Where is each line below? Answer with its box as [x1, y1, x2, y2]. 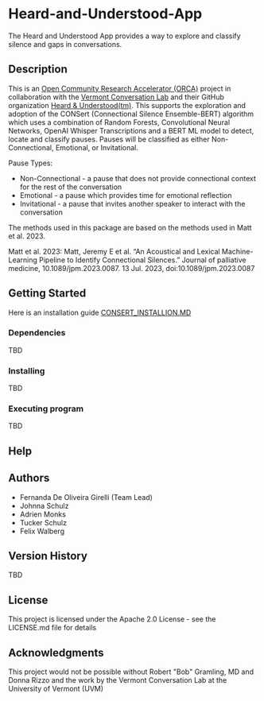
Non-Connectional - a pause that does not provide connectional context [19, 173, 257, 183]
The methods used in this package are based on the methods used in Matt [8, 223, 252, 232]
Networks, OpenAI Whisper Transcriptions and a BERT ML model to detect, [8, 126, 254, 135]
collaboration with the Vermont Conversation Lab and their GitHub [8, 92, 225, 102]
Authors [8, 471, 50, 485]
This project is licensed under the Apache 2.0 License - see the [8, 614, 216, 624]
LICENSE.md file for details [8, 623, 97, 633]
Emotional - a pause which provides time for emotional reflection [19, 190, 232, 199]
